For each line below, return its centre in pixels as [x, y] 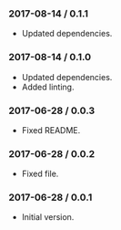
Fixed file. [40, 174]
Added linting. [48, 87]
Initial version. [48, 217]
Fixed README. [51, 130]
